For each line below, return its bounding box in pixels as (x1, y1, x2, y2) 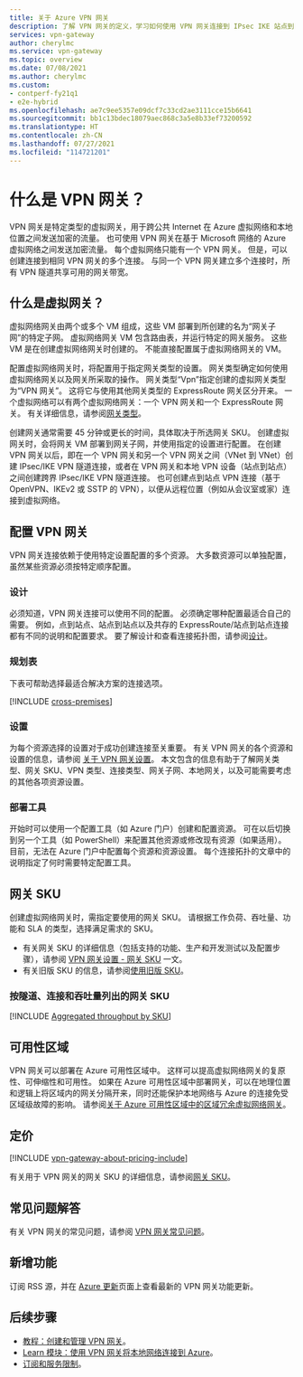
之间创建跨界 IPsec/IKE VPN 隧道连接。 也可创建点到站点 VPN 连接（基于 (9, 472, 281, 484)
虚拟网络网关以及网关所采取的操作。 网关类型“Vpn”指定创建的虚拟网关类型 (9, 374, 287, 385)
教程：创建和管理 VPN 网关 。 (22, 1335, 131, 1346)
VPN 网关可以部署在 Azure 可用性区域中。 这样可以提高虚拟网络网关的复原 (9, 1065, 286, 1076)
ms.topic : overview (9, 55, 83, 64)
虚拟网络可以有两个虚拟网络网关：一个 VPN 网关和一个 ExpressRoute (16, 397, 273, 408)
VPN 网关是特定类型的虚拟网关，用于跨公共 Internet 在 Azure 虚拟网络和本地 (9, 221, 293, 231)
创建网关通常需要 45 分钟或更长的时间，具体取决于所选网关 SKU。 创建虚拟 (9, 427, 289, 439)
